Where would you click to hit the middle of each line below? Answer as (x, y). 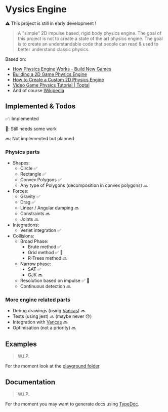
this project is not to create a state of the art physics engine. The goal (90, 38)
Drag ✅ (28, 202)
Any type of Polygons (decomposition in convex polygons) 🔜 (84, 185)
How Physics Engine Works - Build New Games (62, 69)
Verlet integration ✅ (41, 230)
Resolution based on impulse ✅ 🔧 (55, 281)
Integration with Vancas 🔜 (40, 322)
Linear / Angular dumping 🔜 (50, 208)
